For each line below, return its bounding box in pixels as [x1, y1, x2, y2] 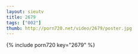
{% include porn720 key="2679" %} [6, 42, 96, 49]
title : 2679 [6, 14, 36, 20]
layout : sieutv [6, 8, 44, 15]
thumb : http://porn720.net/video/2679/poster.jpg [6, 25, 133, 31]
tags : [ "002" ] [6, 20, 42, 26]
